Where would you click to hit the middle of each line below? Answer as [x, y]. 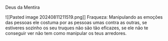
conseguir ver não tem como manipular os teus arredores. [66, 33]
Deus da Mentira [23, 7]
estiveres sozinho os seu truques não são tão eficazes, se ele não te [77, 28]
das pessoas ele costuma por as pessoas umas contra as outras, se [76, 23]
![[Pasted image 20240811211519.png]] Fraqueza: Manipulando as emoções [84, 17]
